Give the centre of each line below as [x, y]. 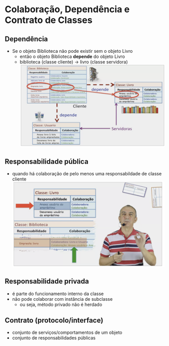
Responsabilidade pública [47, 161]
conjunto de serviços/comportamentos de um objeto [67, 333]
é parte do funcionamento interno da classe [58, 294]
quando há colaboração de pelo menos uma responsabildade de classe [87, 174]
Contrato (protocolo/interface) [54, 320]
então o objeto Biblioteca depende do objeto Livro [72, 56]
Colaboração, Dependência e [67, 9]
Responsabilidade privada [47, 281]
